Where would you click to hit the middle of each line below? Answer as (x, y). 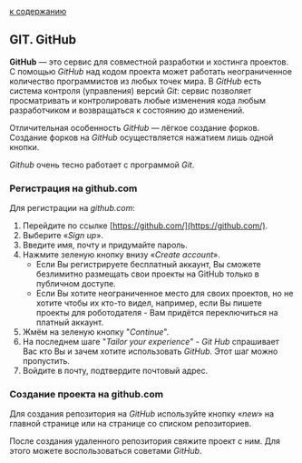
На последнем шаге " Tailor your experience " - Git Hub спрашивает (151, 342)
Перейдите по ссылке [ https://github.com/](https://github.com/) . (145, 226)
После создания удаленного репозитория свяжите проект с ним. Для (145, 441)
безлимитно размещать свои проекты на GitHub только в (148, 274)
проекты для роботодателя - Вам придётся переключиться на (157, 313)
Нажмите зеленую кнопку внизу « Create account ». (121, 255)
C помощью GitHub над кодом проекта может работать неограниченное (151, 71)
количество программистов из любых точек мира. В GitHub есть (136, 81)
